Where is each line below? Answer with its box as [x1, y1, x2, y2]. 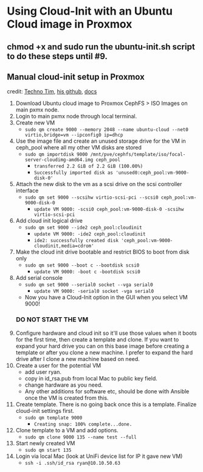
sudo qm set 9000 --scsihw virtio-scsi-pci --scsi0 [24, 195, 159, 201]
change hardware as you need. [24, 381, 103, 388]
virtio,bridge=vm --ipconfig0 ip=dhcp [24, 132, 123, 138]
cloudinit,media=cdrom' [33, 243, 94, 249]
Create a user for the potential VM [15, 362, 101, 369]
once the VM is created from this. [24, 394, 109, 401]
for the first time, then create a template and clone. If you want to [15, 335, 179, 343]
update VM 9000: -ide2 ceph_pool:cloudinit [33, 231, 146, 237]
